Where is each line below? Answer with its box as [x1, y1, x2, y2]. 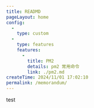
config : [6, 19, 25, 25]
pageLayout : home [6, 14, 49, 20]
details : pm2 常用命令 [27, 63, 80, 70]
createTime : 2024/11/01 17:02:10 [6, 74, 89, 80]
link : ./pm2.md [27, 69, 65, 75]
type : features [17, 42, 54, 48]
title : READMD [6, 8, 41, 15]
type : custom [17, 31, 49, 37]
